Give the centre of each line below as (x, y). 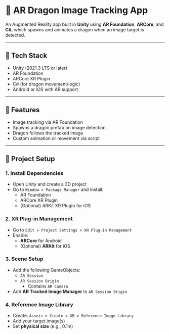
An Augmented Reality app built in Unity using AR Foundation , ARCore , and (84, 24)
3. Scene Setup (24, 259)
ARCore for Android (41, 241)
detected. (15, 35)
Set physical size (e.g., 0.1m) (43, 326)
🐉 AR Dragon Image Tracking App (77, 10)
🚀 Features (23, 110)
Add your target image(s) (39, 321)
